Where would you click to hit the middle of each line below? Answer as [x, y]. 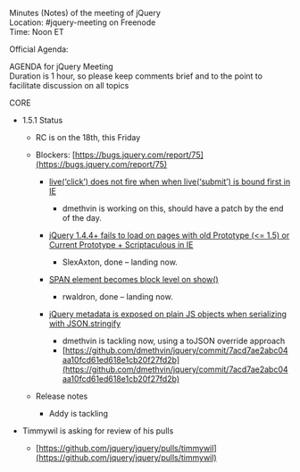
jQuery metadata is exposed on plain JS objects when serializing [168, 314]
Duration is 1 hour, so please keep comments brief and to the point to [136, 76]
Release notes [62, 396]
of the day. [82, 218]
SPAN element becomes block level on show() [133, 279]
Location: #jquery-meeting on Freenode [83, 22]
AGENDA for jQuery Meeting [61, 67]
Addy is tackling [79, 413]
